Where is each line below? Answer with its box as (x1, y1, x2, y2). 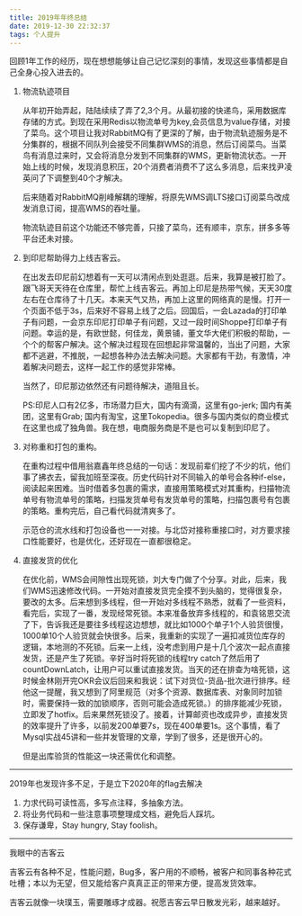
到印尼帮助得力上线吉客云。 (22, 253, 126, 264)
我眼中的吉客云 (9, 848, 65, 858)
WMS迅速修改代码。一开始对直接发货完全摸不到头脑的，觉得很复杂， (30, 586, 288, 597)
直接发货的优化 (22, 555, 78, 566)
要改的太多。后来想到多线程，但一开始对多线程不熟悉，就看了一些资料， (22, 597, 290, 607)
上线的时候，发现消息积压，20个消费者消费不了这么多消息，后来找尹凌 (30, 161, 293, 172)
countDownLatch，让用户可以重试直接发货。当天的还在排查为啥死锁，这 (22, 664, 290, 675)
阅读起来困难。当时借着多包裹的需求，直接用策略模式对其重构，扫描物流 (22, 483, 290, 494)
